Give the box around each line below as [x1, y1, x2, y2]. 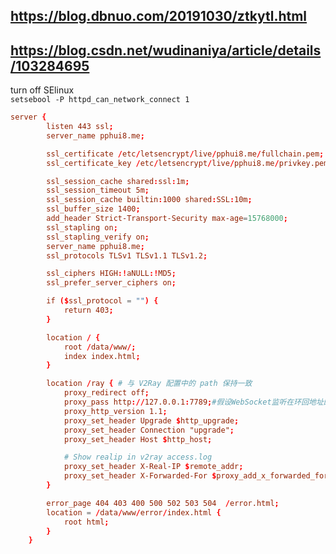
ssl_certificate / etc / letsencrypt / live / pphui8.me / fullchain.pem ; [46, 149, 325, 159]
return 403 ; [63, 305, 114, 316]
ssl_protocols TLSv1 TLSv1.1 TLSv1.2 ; [46, 250, 208, 261]
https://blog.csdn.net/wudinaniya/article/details [10, 42, 322, 59]
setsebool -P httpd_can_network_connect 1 [10, 95, 190, 105]
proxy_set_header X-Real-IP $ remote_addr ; [63, 462, 244, 472]
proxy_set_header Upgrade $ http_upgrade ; [63, 415, 240, 426]
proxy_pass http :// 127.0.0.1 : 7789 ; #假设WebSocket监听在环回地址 [63, 397, 324, 408]
